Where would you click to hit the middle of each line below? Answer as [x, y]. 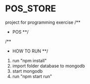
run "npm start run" [32, 76]
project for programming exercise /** [43, 22]
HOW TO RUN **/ [30, 51]
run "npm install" [29, 60]
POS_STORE [31, 9]
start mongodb [27, 71]
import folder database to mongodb [48, 66]
